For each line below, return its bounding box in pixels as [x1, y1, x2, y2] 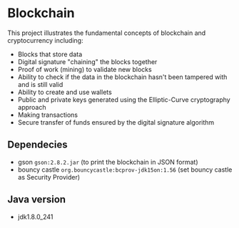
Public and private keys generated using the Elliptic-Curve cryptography [17, 95, 230, 104]
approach [17, 103, 46, 111]
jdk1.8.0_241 [17, 212, 54, 221]
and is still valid [17, 80, 63, 88]
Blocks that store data [17, 50, 83, 58]
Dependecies [7, 139, 68, 151]
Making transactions [17, 110, 78, 119]
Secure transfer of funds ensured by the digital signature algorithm [17, 118, 215, 126]
